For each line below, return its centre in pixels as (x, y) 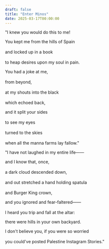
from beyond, (19, 82)
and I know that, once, (27, 162)
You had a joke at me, (27, 72)
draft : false (18, 9)
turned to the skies (24, 133)
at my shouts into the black (32, 92)
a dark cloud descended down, (36, 172)
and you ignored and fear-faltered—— (43, 202)
